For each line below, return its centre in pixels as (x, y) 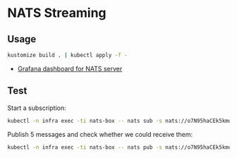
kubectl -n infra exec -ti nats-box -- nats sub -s (85, 121)
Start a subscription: (37, 108)
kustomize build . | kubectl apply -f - (68, 55)
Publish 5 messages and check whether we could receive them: (100, 134)
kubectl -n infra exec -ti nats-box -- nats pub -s (85, 147)
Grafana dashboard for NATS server (70, 68)
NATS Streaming (57, 13)
